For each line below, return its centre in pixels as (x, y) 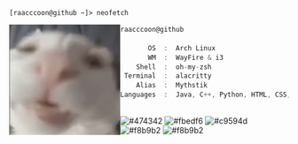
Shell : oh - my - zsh (174, 67)
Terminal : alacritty (168, 76)
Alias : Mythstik (172, 86)
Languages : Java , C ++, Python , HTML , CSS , (205, 95)
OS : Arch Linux (181, 48)
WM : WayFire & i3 (186, 57)
